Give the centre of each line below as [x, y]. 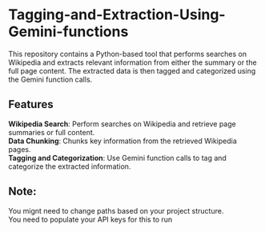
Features [31, 104]
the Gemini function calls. [50, 79]
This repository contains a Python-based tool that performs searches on [127, 54]
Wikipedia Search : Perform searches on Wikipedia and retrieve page [122, 124]
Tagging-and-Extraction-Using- [117, 15]
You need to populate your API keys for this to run [90, 219]
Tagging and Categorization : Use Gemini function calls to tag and [117, 158]
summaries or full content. [52, 132]
